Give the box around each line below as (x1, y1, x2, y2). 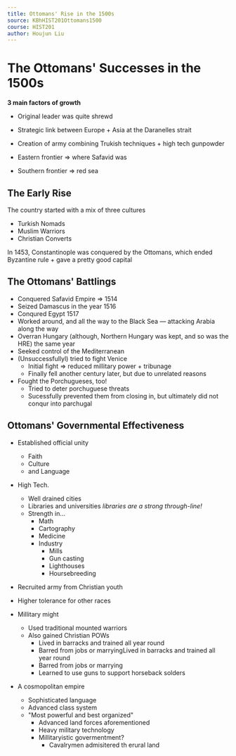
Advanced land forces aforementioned (38, 718, 150, 726)
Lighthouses (48, 561, 85, 570)
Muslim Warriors (17, 227, 65, 235)
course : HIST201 (7, 23, 55, 30)
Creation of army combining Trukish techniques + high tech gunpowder (17, 139, 225, 148)
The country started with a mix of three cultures (7, 206, 146, 214)
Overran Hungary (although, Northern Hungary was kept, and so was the (17, 332, 229, 340)
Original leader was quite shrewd (17, 112, 114, 120)
